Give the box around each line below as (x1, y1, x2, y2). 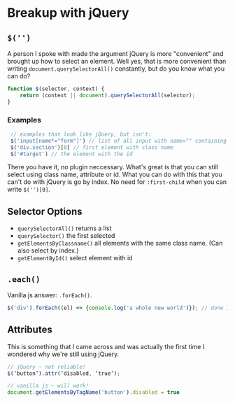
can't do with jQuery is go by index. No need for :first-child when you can (7, 178, 227, 186)
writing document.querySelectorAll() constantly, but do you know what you (7, 64, 225, 73)
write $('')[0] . (7, 185, 51, 194)
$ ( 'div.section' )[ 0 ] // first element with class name (10, 143, 173, 151)
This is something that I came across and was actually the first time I (7, 342, 205, 351)
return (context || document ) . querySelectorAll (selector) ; (20, 92, 196, 99)
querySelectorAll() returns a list (17, 224, 112, 232)
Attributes (7, 324, 52, 336)
